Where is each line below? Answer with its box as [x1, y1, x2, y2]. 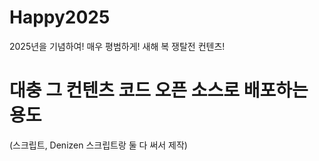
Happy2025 [9, 6, 111, 29]
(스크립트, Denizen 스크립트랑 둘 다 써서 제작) [9, 139, 188, 151]
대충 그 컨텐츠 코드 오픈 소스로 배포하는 [9, 79, 309, 102]
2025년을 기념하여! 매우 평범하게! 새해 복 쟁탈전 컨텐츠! [9, 40, 226, 52]
